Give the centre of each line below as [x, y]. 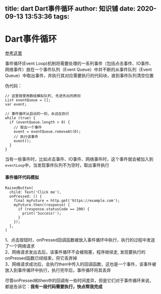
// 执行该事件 [26, 137]
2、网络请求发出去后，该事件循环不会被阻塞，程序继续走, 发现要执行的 [75, 252]
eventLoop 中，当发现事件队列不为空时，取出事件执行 [57, 165]
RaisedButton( [19, 188]
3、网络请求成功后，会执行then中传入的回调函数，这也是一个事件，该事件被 [80, 264]
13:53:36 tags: [47, 17]
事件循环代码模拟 [22, 177]
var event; [16, 105]
